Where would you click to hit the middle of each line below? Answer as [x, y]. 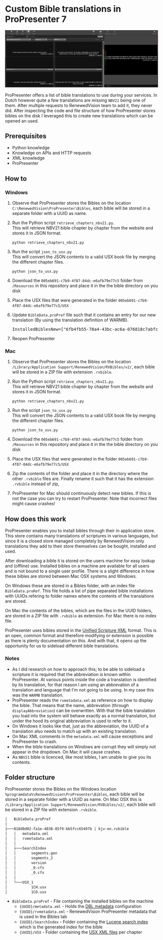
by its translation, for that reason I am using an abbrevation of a [75, 685]
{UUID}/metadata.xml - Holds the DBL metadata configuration [80, 906]
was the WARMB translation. [38, 695]
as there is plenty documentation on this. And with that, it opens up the [76, 641]
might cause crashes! [33, 504]
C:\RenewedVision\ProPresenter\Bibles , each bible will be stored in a [81, 208]
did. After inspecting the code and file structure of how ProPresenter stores [80, 110]
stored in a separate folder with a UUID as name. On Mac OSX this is [73, 799]
